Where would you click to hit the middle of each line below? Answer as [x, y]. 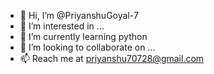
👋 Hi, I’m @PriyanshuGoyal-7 [79, 15]
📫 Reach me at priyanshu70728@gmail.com [112, 58]
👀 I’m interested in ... [62, 26]
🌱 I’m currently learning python [83, 36]
